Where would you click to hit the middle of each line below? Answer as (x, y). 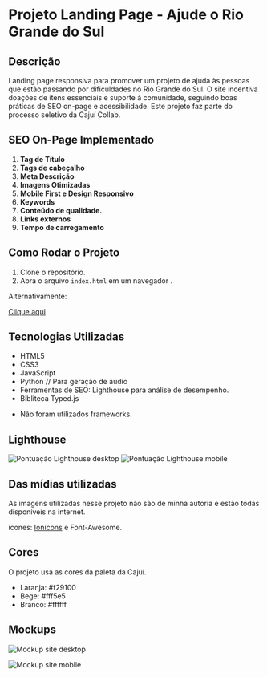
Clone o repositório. (53, 272)
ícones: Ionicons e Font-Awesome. (65, 528)
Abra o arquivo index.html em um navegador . (96, 280)
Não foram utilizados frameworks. (76, 414)
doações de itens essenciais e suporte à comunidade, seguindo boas (123, 97)
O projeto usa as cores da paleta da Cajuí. (77, 572)
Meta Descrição (47, 176)
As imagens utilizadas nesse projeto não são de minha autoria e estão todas (134, 504)
